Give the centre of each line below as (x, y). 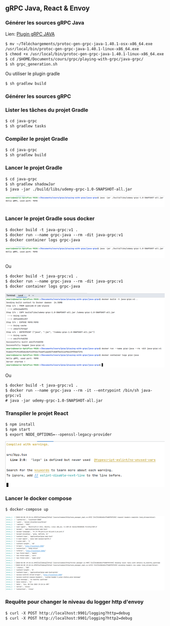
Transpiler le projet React (37, 413)
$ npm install (20, 424)
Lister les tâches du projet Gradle (47, 110)
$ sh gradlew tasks (26, 126)
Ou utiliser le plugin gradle (33, 74)
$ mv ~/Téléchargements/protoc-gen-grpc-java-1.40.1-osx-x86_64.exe (79, 44)
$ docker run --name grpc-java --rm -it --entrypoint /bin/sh (72, 390)
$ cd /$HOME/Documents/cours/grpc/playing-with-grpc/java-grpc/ (74, 59)
